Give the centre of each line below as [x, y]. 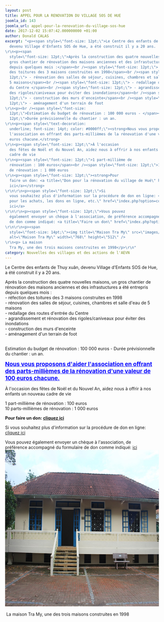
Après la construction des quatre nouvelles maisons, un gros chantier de [78, 282]
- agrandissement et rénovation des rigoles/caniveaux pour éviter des [75, 318]
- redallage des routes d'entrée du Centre [47, 313]
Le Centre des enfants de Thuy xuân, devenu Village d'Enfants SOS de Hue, [81, 267]
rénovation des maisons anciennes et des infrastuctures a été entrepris [77, 287]
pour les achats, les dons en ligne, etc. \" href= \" [64, 201]
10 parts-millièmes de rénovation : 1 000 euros [52, 408]
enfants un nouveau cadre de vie [38, 394]
